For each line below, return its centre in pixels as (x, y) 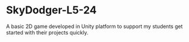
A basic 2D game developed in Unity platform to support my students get (95, 26)
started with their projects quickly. (47, 32)
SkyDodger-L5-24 (51, 10)
